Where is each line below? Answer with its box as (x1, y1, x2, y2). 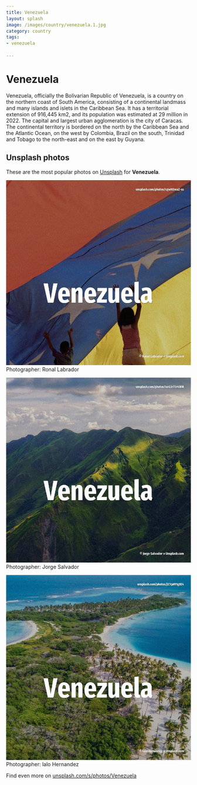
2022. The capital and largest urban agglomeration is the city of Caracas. (6, 117, 184, 124)
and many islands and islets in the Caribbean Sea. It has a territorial (6, 105, 169, 112)
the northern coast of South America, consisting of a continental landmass (6, 98, 186, 105)
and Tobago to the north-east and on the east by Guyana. (6, 136, 145, 143)
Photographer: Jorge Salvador (6, 563, 79, 570)
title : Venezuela (6, 9, 49, 15)
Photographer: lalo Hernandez (6, 760, 79, 767)
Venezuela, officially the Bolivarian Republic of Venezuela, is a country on (6, 92, 184, 99)
